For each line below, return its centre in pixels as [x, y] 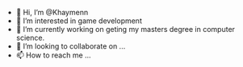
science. [30, 37]
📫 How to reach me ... [53, 55]
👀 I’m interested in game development [79, 21]
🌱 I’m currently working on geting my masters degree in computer [126, 29]
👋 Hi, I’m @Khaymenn [52, 12]
